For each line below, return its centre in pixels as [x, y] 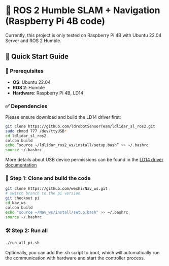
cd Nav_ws [16, 203]
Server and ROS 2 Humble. [33, 41]
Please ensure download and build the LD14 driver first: [63, 117]
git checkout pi [22, 198]
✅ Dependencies [26, 106]
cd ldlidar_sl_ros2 [26, 136]
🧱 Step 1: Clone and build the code [48, 178]
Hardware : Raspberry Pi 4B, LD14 [48, 93]
